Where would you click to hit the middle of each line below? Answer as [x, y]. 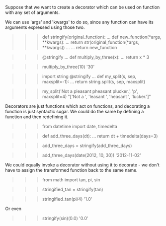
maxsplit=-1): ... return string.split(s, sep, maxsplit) [94, 82]
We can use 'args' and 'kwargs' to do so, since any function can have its [80, 22]
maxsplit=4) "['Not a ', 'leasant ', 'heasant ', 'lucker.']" [96, 97]
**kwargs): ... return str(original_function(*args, [90, 42]
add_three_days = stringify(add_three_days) [87, 146]
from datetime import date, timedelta [80, 126]
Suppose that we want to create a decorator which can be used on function [83, 7]
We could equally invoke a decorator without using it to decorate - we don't [83, 165]
